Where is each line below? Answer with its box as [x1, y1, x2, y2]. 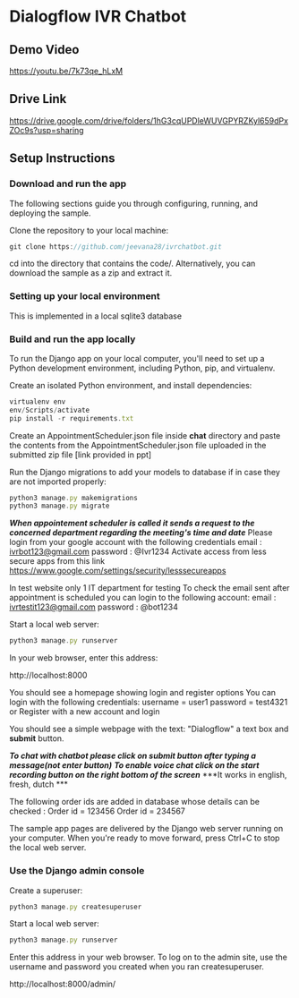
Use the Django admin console [9, 865, 145, 877]
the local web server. [9, 842, 87, 853]
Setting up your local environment [9, 290, 161, 303]
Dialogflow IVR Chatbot [9, 6, 187, 27]
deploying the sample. [9, 208, 91, 218]
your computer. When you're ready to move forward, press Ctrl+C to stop [9, 832, 280, 843]
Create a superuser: [9, 884, 83, 896]
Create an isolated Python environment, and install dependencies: [9, 380, 252, 390]
